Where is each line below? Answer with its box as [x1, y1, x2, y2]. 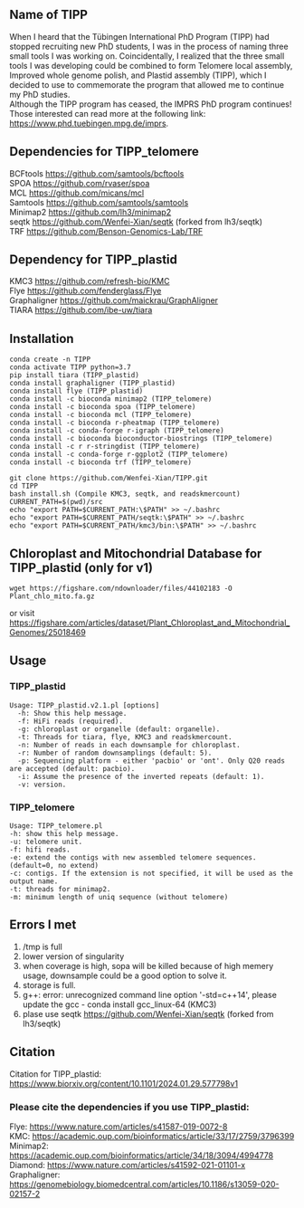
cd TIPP [9, 481, 39, 491]
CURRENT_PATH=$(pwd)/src [9, 498, 103, 507]
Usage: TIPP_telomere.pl [9, 822, 103, 831]
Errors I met [9, 918, 77, 933]
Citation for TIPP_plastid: [9, 1068, 102, 1080]
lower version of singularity [22, 950, 125, 962]
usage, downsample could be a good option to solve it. [22, 970, 228, 981]
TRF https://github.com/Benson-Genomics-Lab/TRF [9, 225, 204, 236]
